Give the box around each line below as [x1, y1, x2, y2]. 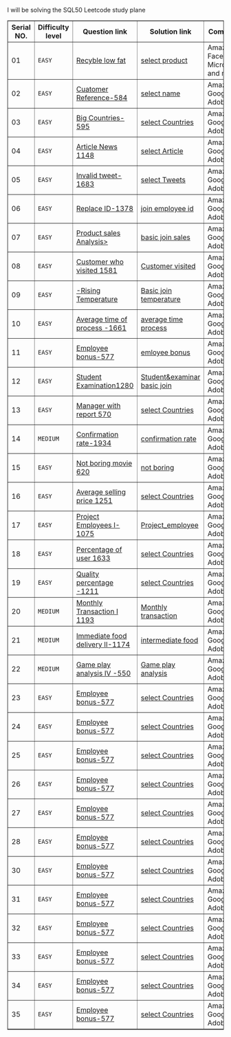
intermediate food [140, 636, 199, 645]
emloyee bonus [140, 348, 190, 357]
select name [140, 89, 181, 98]
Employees [76, 520, 112, 530]
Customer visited [140, 261, 196, 271]
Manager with [76, 401, 121, 410]
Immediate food [76, 632, 127, 640]
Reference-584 [76, 93, 128, 102]
